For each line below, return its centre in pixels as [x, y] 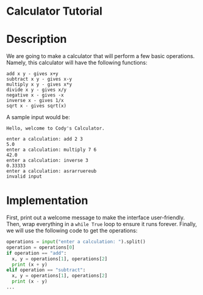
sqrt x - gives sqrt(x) [37, 106]
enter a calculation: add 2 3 [45, 139]
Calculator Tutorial [54, 11]
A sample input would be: [38, 117]
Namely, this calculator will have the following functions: [77, 63]
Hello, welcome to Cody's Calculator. [55, 129]
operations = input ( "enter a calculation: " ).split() [76, 242]
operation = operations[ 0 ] [41, 247]
